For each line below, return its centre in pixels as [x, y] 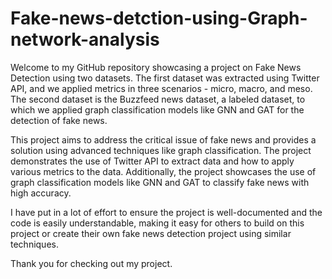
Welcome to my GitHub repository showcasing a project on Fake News [156, 67]
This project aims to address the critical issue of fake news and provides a [163, 139]
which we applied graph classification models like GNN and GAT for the [157, 109]
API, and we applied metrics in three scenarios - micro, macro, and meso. [161, 88]
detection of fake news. [59, 120]
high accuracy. [41, 193]
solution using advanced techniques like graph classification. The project [161, 150]
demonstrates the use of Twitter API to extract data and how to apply [152, 161]
